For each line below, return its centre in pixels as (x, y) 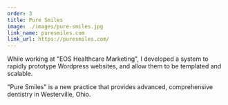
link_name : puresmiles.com (46, 33)
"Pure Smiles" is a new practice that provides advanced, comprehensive (110, 87)
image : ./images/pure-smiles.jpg (55, 26)
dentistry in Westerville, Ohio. (49, 95)
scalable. (20, 74)
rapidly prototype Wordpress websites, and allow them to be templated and (114, 66)
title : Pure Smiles (35, 20)
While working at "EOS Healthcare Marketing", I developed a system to (108, 59)
